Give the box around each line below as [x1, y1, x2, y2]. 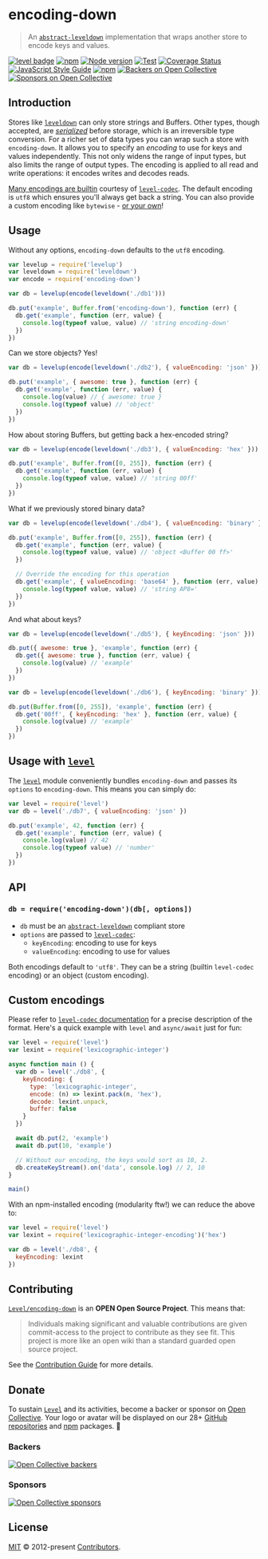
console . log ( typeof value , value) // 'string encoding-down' [22, 319, 230, 327]
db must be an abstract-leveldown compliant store [19, 921, 186, 930]
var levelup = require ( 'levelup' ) [8, 260, 124, 268]
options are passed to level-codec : [19, 929, 136, 939]
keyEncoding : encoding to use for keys [31, 938, 157, 947]
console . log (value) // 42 [22, 836, 109, 844]
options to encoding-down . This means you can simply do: [8, 784, 197, 794]
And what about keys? [8, 614, 81, 624]
